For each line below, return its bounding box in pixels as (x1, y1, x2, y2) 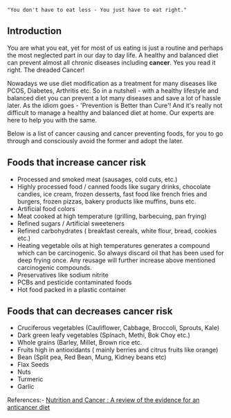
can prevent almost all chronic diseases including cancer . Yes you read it (7, 58, 216, 66)
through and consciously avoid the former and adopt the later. (7, 136, 184, 145)
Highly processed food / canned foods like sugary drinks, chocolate (17, 182, 211, 190)
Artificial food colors (17, 204, 75, 212)
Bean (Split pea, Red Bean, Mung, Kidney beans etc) (17, 353, 167, 361)
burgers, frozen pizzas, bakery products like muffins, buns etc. (17, 197, 196, 206)
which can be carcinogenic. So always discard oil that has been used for (17, 248, 224, 257)
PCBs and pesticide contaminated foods (17, 278, 132, 287)
